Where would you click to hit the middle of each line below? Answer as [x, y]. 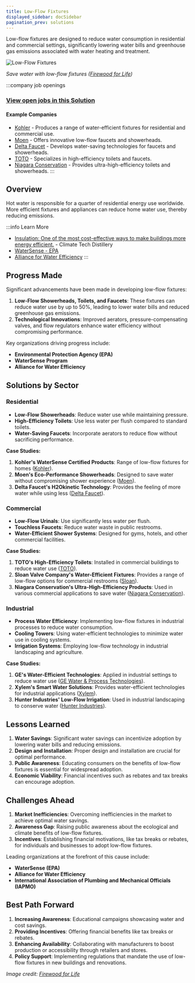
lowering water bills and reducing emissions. [68, 745]
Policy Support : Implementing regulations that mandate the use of [94, 956]
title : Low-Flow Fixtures [37, 11]
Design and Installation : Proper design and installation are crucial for [97, 751]
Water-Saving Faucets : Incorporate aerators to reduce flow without [96, 433]
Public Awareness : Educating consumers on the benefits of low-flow [97, 763]
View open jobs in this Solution [51, 101]
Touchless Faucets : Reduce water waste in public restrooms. [88, 527]
